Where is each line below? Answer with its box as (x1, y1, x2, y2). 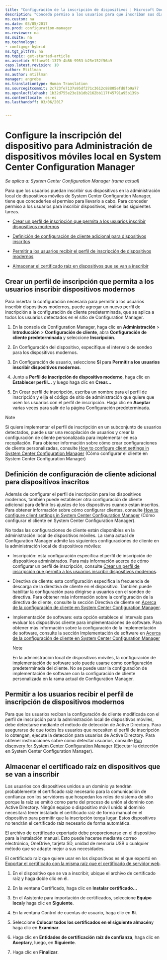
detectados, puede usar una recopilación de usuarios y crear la (5, 429, 135, 435)
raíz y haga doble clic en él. (12, 875, 69, 881)
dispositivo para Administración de (5, 140, 153, 152)
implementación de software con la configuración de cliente (12, 670, 136, 676)
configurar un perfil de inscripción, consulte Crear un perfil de (12, 563, 140, 569)
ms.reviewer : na (5, 30, 39, 35)
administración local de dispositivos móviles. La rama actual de (5, 532, 135, 538)
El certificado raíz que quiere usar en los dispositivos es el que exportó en (5, 856, 157, 862)
